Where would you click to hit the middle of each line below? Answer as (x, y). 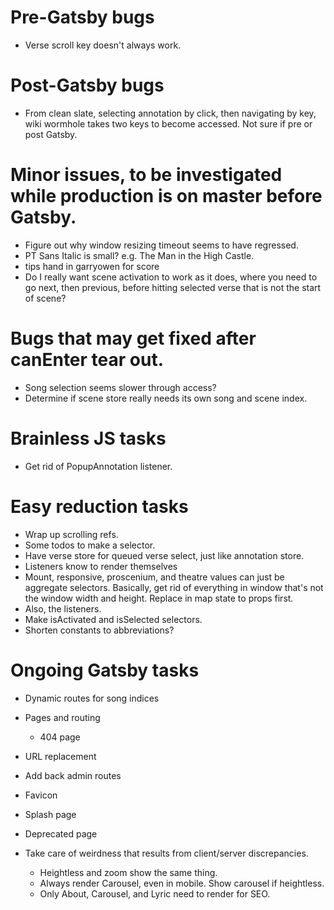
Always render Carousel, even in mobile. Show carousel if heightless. (182, 883)
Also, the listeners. (63, 608)
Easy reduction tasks (99, 506)
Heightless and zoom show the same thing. (128, 872)
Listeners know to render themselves (101, 566)
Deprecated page (61, 833)
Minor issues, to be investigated (146, 175)
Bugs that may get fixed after (133, 338)
